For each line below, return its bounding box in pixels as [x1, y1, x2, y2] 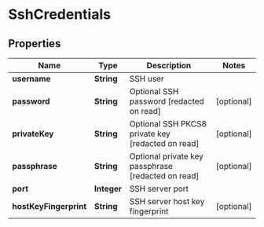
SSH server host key [129, 196, 205, 207]
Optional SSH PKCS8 [129, 119, 207, 129]
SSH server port [129, 183, 189, 194]
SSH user [129, 73, 165, 84]
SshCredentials [8, 5, 112, 24]
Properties [8, 37, 61, 50]
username [12, 73, 51, 84]
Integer [93, 183, 123, 194]
